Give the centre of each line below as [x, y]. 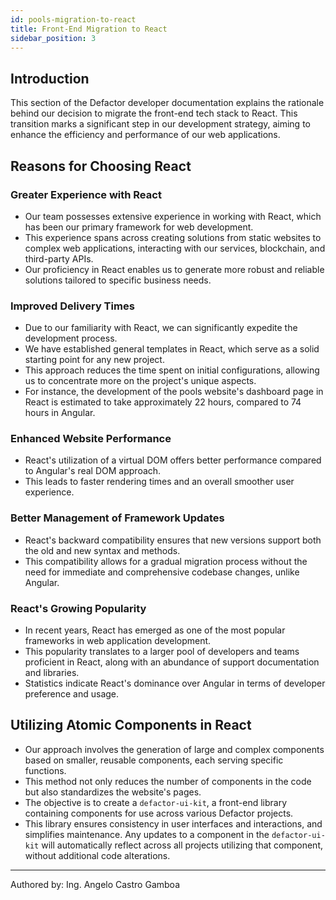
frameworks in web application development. [118, 641]
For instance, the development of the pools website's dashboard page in [174, 392]
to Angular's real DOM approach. [93, 471]
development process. [71, 338]
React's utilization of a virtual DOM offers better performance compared [173, 460]
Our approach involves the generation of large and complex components [174, 749]
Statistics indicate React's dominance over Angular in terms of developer [175, 683]
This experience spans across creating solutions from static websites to [173, 237]
